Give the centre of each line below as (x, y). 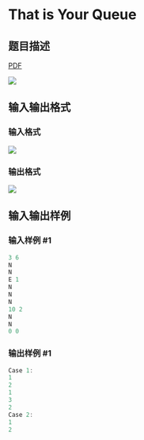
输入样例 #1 (30, 240)
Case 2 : (21, 415)
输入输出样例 (40, 216)
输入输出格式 (40, 108)
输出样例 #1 (30, 353)
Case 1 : (21, 370)
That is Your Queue (72, 15)
